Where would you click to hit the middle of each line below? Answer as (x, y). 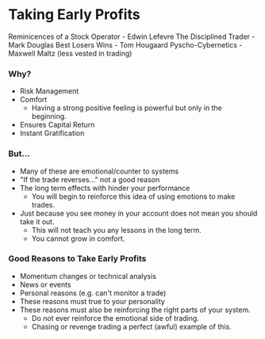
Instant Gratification (52, 133)
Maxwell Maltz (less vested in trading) (70, 53)
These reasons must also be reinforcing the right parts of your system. (135, 310)
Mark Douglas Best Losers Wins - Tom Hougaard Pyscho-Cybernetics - (125, 44)
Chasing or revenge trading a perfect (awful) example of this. (131, 326)
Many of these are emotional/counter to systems (99, 171)
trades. (43, 204)
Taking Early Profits (74, 15)
